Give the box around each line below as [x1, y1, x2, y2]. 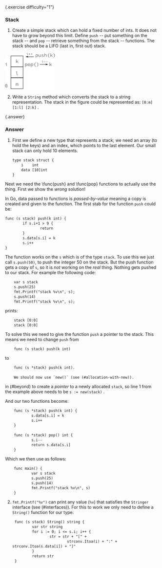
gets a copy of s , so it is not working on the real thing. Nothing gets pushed [5, 264, 157, 270]
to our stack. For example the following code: [5, 269, 96, 275]
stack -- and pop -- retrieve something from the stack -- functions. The [12, 38, 155, 44]
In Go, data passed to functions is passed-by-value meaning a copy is [5, 196, 146, 201]
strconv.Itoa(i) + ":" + [66, 539, 118, 544]
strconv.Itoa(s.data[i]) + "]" [12, 544, 76, 549]
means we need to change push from [5, 336, 79, 342]
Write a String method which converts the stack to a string [12, 94, 131, 100]
